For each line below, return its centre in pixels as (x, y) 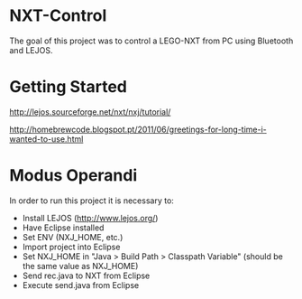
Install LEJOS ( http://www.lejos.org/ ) (90, 218)
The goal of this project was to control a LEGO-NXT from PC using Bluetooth (151, 41)
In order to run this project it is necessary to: (92, 201)
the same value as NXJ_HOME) (80, 266)
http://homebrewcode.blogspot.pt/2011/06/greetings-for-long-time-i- (138, 129)
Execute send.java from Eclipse (81, 285)
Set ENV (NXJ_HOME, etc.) (73, 237)
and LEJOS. (31, 50)
